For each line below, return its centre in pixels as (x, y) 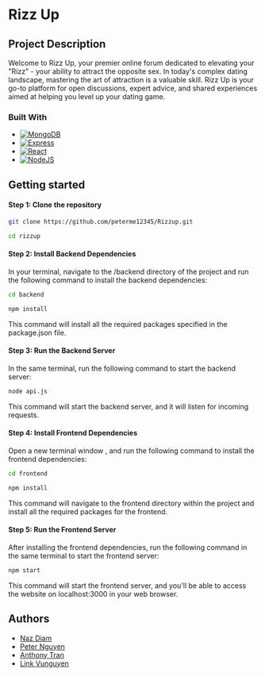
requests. (24, 415)
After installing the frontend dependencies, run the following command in (128, 547)
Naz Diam (36, 638)
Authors (29, 619)
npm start (25, 570)
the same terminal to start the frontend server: (84, 555)
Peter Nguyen (42, 646)
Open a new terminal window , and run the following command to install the (132, 451)
